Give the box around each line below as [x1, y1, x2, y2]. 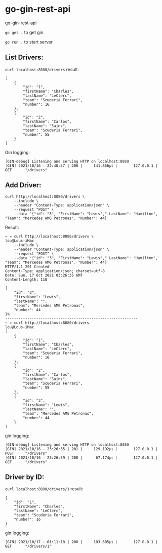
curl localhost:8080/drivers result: [5, 66, 79, 72]
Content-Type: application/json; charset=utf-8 [5, 268, 105, 274]
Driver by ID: [5, 473, 44, 481]
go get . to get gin [5, 29, 43, 35]
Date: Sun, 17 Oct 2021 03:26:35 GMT [5, 273, 83, 277]
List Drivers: [5, 53, 43, 62]
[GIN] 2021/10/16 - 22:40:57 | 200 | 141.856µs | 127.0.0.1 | [5, 163, 158, 168]
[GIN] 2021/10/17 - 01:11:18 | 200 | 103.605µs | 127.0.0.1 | [5, 540, 158, 545]
